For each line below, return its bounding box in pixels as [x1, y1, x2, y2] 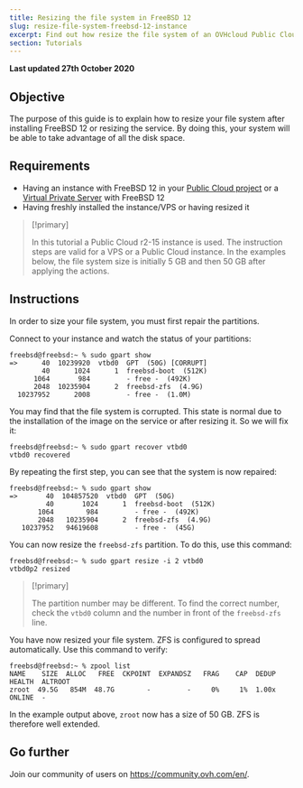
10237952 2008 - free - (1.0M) [17, 390, 192, 399]
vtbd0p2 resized [9, 564, 70, 573]
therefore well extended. [9, 718, 101, 729]
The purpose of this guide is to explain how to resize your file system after [9, 114, 286, 125]
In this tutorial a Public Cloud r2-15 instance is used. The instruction [31, 236, 283, 247]
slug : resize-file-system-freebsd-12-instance [9, 22, 188, 31]
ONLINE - [9, 692, 47, 702]
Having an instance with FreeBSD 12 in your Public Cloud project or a [22, 182, 280, 193]
